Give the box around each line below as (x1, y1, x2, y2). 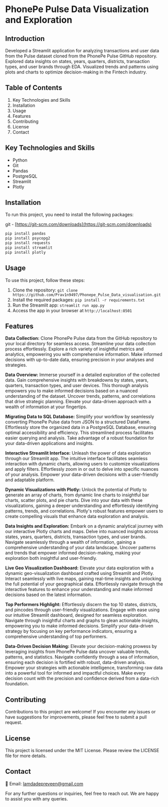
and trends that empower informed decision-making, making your (5, 550, 141, 556)
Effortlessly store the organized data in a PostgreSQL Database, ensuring (5, 424, 156, 430)
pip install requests (5, 241, 51, 246)
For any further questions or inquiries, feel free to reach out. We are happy (5, 790, 159, 796)
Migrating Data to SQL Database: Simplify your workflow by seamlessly (5, 414, 154, 420)
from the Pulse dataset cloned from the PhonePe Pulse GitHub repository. (5, 53, 157, 59)
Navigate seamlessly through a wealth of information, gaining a (5, 539, 136, 545)
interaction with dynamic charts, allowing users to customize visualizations (5, 461, 159, 467)
